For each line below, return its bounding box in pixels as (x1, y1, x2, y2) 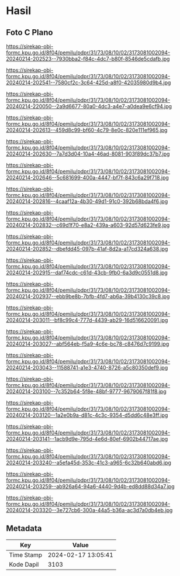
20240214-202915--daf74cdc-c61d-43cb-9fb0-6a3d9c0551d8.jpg (6, 269, 168, 276)
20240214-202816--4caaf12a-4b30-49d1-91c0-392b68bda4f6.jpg (6, 198, 168, 205)
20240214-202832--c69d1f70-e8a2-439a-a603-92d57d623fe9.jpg (6, 222, 170, 229)
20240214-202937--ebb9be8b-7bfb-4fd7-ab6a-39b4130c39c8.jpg (6, 293, 170, 299)
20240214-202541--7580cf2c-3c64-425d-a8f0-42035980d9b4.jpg (6, 79, 171, 86)
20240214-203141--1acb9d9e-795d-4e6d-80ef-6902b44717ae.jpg (6, 436, 168, 442)
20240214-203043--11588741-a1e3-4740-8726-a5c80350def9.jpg (6, 364, 168, 371)
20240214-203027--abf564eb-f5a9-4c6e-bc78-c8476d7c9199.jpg (6, 340, 169, 347)
